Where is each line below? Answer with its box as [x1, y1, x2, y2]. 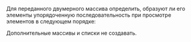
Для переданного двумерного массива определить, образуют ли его [6, 5, 186, 12]
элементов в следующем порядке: [6, 18, 96, 25]
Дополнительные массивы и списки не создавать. [6, 29, 137, 37]
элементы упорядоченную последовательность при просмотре [6, 11, 172, 19]
